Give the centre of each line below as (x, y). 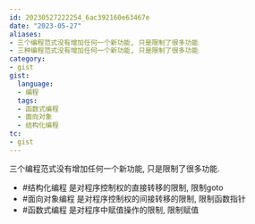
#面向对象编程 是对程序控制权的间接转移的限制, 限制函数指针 (134, 198)
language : (35, 84)
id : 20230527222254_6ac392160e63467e (80, 17)
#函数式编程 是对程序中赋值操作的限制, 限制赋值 (110, 210)
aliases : (25, 34)
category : (28, 59)
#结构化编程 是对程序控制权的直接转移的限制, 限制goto (123, 187)
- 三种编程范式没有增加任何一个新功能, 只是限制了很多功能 (104, 51)
